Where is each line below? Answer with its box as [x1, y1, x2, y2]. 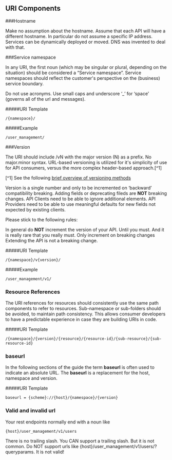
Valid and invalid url [5, 407, 55, 414]
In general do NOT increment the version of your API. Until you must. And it [5, 226, 164, 233]
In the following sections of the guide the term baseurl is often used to [5, 364, 155, 370]
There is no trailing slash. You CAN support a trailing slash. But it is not [5, 437, 155, 444]
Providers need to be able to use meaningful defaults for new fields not [5, 201, 156, 207]
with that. [5, 44, 25, 50]
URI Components [5, 4, 61, 13]
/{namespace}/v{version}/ [5, 257, 61, 262]
